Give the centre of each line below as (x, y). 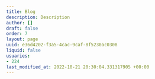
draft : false (22, 28)
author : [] (20, 23)
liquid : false (24, 50)
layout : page (22, 39)
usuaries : (18, 56)
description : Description (38, 17)
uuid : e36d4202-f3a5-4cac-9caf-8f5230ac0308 (62, 45)
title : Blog (21, 12)
